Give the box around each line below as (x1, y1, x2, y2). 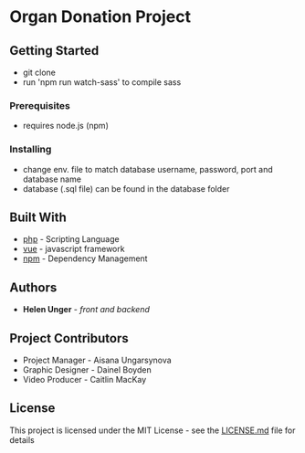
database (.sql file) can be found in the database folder (22, 183, 230, 194)
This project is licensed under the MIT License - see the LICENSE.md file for (9, 425, 296, 436)
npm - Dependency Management (22, 253, 148, 264)
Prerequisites (9, 99, 70, 111)
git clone (22, 67, 57, 78)
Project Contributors (9, 331, 130, 346)
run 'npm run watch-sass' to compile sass (22, 77, 182, 88)
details (9, 434, 35, 445)
